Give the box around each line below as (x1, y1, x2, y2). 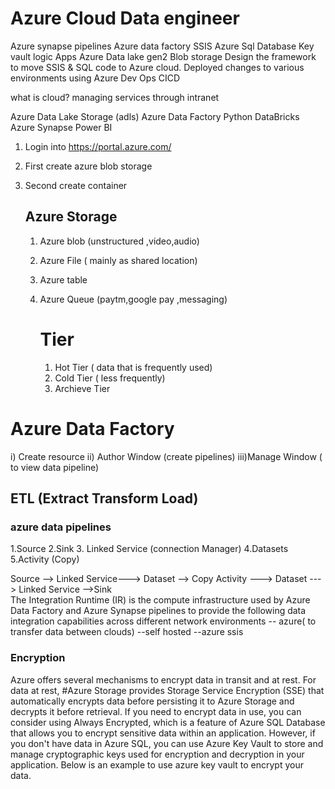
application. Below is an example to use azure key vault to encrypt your (10, 758, 304, 771)
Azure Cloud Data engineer (10, 7, 240, 30)
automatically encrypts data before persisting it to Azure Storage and (10, 695, 295, 707)
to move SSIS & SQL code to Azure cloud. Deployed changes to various (10, 61, 305, 73)
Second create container (24, 179, 128, 191)
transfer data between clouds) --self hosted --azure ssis (10, 626, 244, 638)
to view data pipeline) (10, 461, 100, 473)
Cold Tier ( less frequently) (54, 372, 166, 384)
